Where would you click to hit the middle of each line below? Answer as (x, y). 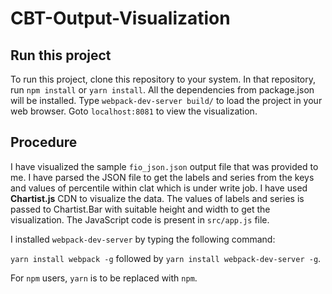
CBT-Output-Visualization (120, 18)
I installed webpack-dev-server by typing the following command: (143, 239)
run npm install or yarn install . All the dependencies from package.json (162, 90)
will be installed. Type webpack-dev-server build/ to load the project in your (166, 100)
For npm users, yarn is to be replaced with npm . (104, 278)
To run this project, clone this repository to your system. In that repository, (163, 79)
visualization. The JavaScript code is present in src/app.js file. (140, 219)
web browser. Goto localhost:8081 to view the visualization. (134, 111)
